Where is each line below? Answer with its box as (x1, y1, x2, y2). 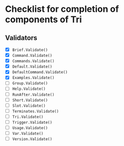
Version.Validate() (12, 137, 53, 142)
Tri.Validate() (12, 114, 44, 119)
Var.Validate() (12, 131, 44, 136)
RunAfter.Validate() (12, 92, 55, 97)
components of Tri (5, 14, 82, 25)
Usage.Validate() (12, 125, 48, 130)
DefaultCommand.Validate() (12, 70, 68, 75)
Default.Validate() (12, 64, 53, 70)
